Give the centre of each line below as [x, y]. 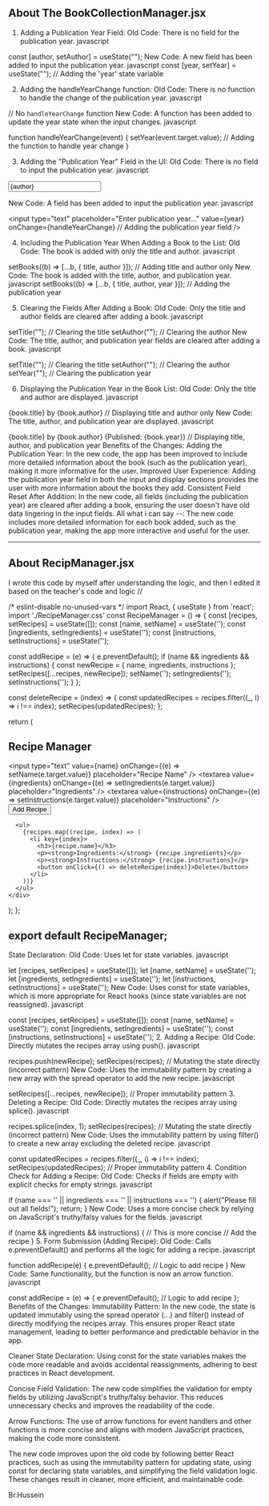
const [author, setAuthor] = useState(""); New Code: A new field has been [130, 56]
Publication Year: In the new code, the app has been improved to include [128, 453]
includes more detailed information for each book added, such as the [122, 522]
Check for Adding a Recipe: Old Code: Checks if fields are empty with [123, 1176]
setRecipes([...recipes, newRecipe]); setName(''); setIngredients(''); [120, 673]
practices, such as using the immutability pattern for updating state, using [130, 1463]
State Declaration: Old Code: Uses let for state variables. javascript [118, 955]
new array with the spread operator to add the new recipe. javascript [121, 1078]
